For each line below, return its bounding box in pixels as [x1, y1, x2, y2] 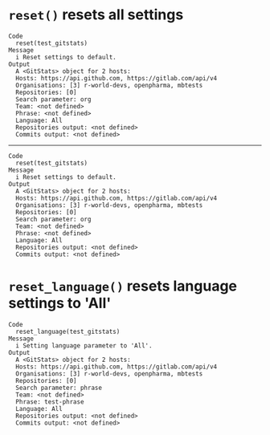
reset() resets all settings [8, 6, 184, 24]
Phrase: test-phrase [15, 397, 84, 406]
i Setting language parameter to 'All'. [15, 341, 153, 350]
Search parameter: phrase [15, 384, 103, 392]
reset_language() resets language [8, 277, 238, 295]
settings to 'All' [8, 295, 112, 312]
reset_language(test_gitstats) [15, 327, 121, 335]
